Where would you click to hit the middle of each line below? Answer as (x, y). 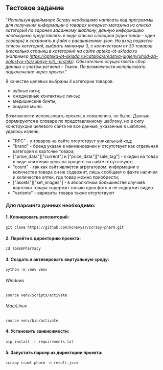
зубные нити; (26, 90)
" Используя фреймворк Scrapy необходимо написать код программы (80, 20)
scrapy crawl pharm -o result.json (42, 363)
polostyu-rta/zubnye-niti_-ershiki (39, 61)
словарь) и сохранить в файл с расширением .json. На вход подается (79, 41)
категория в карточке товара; (44, 151)
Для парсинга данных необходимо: (51, 205)
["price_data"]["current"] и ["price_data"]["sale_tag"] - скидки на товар (85, 156)
